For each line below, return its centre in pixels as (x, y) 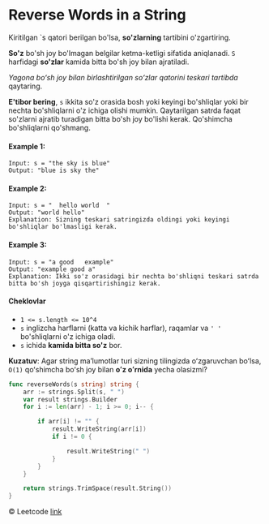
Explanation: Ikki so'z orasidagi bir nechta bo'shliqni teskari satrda (134, 276)
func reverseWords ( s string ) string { (74, 384)
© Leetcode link (35, 512)
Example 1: (27, 146)
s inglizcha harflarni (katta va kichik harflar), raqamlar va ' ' (121, 328)
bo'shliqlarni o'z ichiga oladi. (68, 336)
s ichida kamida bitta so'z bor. (71, 345)
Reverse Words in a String (97, 15)
